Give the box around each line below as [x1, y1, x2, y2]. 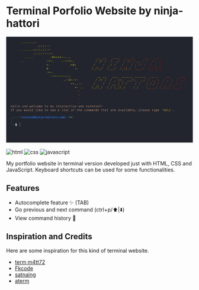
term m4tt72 [14, 259, 46, 266]
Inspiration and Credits [6, 232, 93, 242]
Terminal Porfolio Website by [6, 4, 152, 18]
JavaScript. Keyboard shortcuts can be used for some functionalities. [6, 166, 175, 173]
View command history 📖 [14, 214, 76, 221]
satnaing [14, 271, 37, 278]
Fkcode [14, 265, 34, 272]
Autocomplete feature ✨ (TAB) [14, 199, 89, 206]
